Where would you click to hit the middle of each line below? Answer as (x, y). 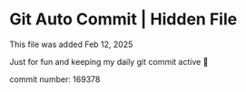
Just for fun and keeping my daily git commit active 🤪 (109, 61)
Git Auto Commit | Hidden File (123, 19)
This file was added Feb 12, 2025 (71, 44)
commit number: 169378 (55, 79)
